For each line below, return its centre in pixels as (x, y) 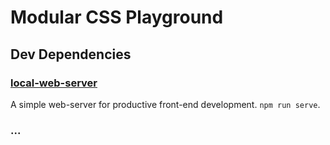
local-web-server (54, 83)
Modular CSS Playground (117, 17)
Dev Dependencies (71, 54)
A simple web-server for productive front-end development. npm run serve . (165, 104)
